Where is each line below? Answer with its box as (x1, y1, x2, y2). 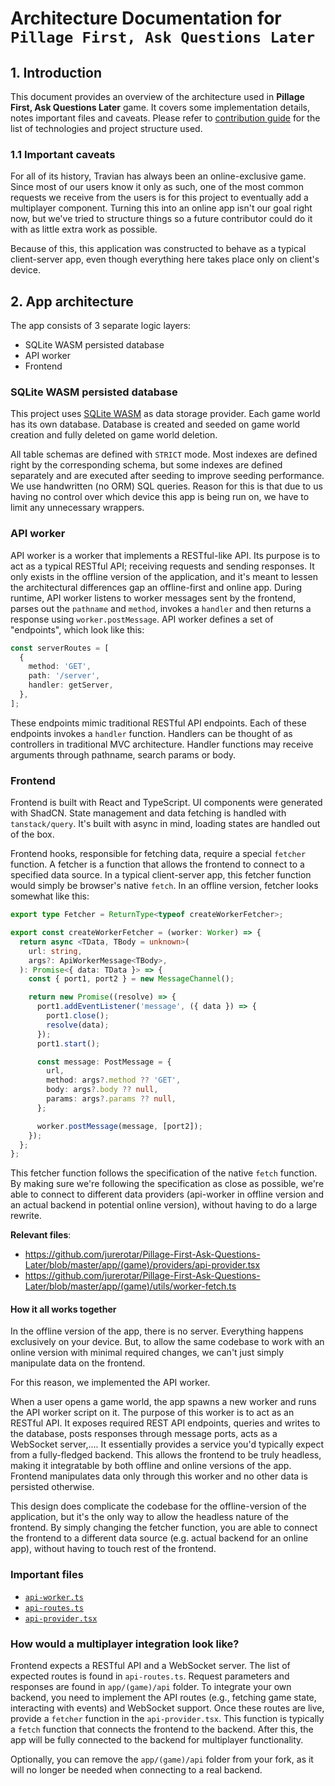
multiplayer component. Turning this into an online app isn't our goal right (10, 202, 313, 214)
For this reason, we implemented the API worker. (10, 1377, 211, 1389)
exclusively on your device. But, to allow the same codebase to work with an (10, 1336, 325, 1348)
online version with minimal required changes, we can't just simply (10, 1347, 285, 1359)
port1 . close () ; (46, 1011, 110, 1021)
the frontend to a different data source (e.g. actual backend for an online (10, 1532, 309, 1544)
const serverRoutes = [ (10, 643, 110, 653)
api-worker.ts (24, 1592, 84, 1602)
